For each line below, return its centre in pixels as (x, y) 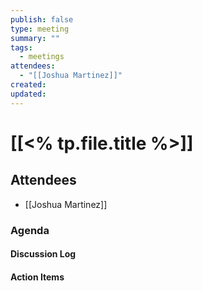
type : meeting (40, 29)
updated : (28, 94)
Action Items (37, 277)
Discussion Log (43, 254)
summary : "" (35, 38)
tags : (21, 47)
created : (28, 85)
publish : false (42, 19)
